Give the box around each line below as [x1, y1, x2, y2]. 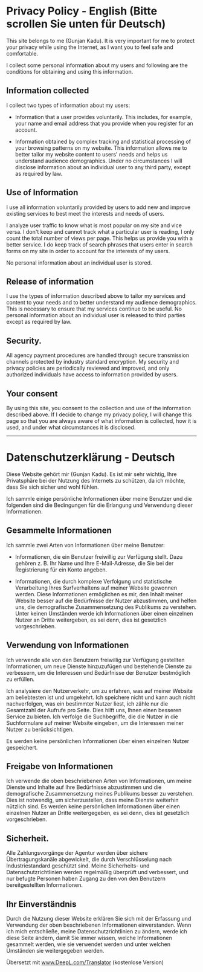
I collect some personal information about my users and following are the [6, 62, 188, 69]
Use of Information [6, 187, 79, 198]
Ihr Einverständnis [6, 899, 77, 909]
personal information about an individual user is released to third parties [6, 312, 185, 319]
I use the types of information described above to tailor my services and [6, 292, 186, 300]
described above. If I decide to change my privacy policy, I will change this [6, 411, 192, 418]
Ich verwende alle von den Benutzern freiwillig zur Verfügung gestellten [6, 656, 185, 663]
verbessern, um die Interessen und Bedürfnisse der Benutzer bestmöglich [6, 669, 190, 676]
